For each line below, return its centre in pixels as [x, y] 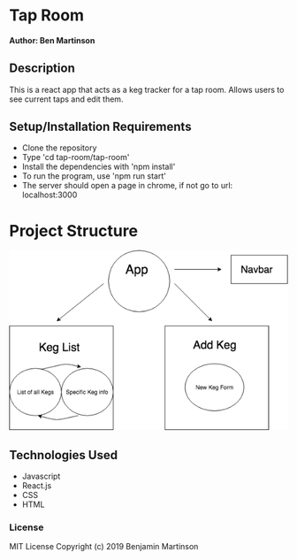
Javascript [41, 476]
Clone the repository [59, 148]
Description [42, 69]
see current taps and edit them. [66, 99]
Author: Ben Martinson [52, 40]
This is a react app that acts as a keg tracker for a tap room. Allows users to [147, 89]
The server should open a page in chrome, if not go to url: [127, 186]
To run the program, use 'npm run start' [94, 176]
